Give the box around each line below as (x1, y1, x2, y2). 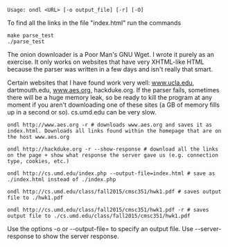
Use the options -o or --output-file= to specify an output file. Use (7, 225, 194, 232)
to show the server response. (35, 232, 119, 240)
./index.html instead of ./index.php (7, 176, 116, 183)
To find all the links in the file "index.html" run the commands (7, 19, 182, 27)
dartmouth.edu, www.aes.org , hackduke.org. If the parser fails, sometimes (7, 86, 220, 94)
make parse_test (7, 32, 54, 39)
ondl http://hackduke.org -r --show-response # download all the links (7, 146, 218, 153)
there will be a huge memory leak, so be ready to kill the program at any (7, 94, 213, 101)
